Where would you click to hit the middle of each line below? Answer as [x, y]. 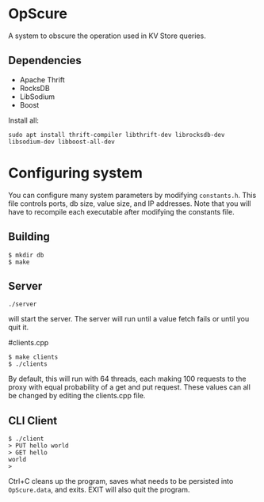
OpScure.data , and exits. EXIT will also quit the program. [99, 490]
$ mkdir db [26, 255]
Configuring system [75, 173]
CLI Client [33, 420]
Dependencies [45, 61]
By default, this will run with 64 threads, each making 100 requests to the [127, 379]
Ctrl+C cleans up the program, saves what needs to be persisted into [121, 481]
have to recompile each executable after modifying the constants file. [122, 211]
